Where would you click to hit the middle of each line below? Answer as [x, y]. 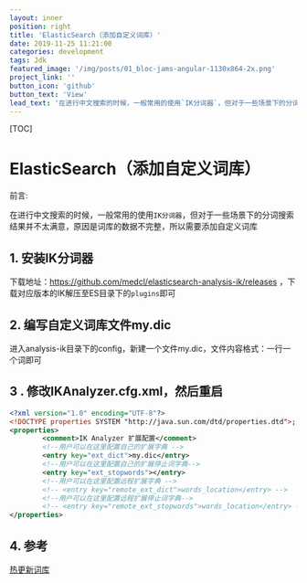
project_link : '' [42, 78]
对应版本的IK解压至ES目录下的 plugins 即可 [96, 293]
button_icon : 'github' [53, 86]
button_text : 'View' [49, 94]
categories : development [57, 52]
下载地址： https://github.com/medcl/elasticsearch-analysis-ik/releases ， [148, 282]
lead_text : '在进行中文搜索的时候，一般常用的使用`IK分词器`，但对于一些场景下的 [148, 103]
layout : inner [37, 18]
